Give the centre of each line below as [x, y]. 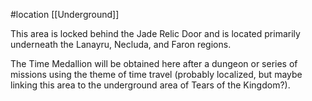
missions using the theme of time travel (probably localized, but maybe [156, 74]
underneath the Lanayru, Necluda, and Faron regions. [121, 44]
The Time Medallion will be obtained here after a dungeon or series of [154, 63]
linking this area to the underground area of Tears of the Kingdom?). [150, 85]
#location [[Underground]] [65, 14]
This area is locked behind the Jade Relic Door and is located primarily [155, 33]
